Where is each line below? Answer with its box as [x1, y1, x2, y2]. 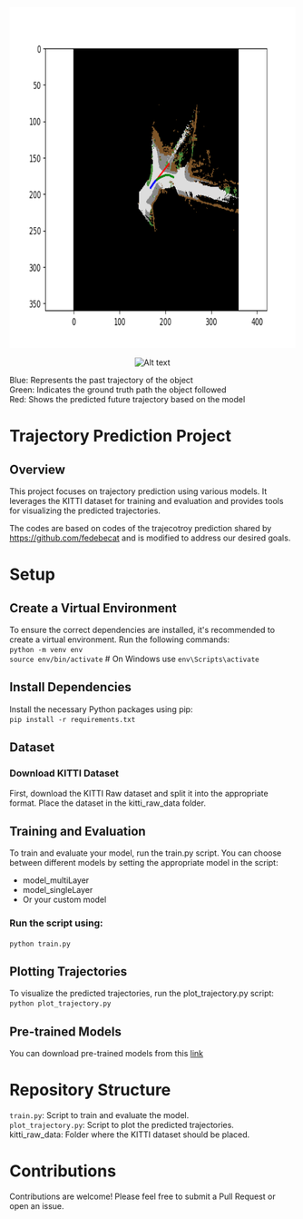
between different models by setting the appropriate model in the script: [9, 857, 279, 868]
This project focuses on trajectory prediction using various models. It [9, 486, 268, 497]
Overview [9, 461, 66, 477]
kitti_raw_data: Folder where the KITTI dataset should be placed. [9, 1129, 250, 1140]
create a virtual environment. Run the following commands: [9, 634, 230, 645]
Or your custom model [22, 894, 107, 906]
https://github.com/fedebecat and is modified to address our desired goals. [9, 532, 291, 543]
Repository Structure [9, 1080, 171, 1101]
